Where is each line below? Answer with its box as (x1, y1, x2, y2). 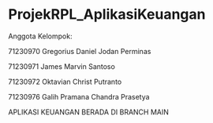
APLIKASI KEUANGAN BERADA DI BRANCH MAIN (8, 107, 170, 117)
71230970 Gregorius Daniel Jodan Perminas (8, 46, 151, 56)
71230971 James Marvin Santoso (8, 61, 116, 71)
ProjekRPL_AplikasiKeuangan (8, 5, 206, 24)
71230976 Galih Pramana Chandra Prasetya (8, 92, 150, 101)
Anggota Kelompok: (8, 31, 73, 41)
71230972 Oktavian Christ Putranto (8, 77, 122, 86)
